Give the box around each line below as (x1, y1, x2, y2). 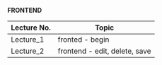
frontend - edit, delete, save (57, 46, 151, 56)
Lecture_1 (11, 35, 45, 45)
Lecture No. (11, 23, 52, 32)
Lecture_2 (11, 46, 45, 56)
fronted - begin (57, 35, 110, 45)
